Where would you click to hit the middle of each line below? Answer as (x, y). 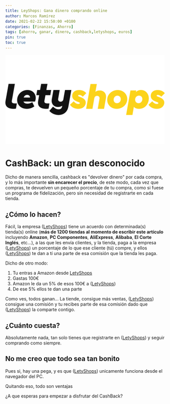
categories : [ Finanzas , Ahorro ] (39, 27)
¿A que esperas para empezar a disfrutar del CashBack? (64, 396)
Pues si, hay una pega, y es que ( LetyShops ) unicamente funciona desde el (84, 371)
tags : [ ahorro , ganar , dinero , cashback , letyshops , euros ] (69, 32)
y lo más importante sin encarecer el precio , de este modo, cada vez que (82, 182)
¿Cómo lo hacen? (33, 214)
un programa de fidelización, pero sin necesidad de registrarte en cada (79, 193)
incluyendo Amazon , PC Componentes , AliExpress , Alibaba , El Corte (78, 237)
